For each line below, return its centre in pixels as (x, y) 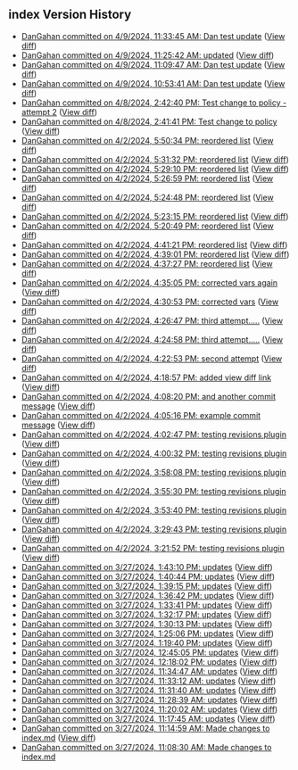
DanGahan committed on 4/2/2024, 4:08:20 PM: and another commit (148, 396)
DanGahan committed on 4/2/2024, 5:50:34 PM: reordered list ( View (147, 140)
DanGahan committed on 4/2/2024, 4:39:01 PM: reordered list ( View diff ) (155, 254)
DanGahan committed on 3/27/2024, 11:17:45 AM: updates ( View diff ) (148, 718)
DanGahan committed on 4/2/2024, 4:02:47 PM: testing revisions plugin (154, 434)
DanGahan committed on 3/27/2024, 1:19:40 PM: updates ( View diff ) (147, 642)
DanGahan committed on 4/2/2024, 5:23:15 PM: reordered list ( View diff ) (155, 216)
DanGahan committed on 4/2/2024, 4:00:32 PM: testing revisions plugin (154, 453)
